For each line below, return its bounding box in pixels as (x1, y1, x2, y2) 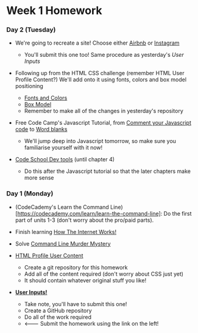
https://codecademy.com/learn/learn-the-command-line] (17, 210, 161, 217)
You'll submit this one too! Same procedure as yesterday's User (24, 51, 184, 59)
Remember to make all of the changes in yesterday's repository (24, 108, 184, 115)
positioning (15, 82, 44, 90)
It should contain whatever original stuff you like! (24, 276, 147, 284)
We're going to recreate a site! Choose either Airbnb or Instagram (15, 39, 180, 46)
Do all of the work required (24, 313, 92, 321)
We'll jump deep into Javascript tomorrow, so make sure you (24, 137, 177, 145)
